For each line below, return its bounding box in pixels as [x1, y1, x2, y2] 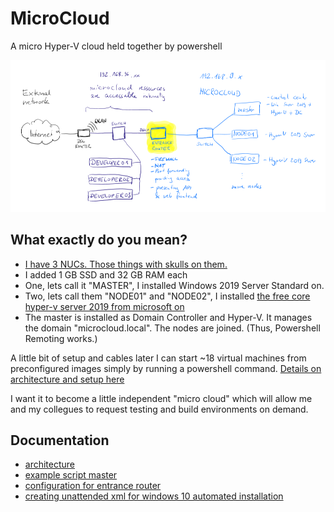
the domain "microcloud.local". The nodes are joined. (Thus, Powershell [24, 322, 321, 334]
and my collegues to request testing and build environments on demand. [10, 403, 309, 415]
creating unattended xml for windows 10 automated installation [24, 490, 284, 502]
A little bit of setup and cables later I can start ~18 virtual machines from [10, 352, 307, 364]
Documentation [10, 432, 110, 449]
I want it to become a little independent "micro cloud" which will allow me [10, 392, 313, 404]
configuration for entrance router [24, 480, 162, 492]
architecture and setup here [10, 373, 125, 385]
